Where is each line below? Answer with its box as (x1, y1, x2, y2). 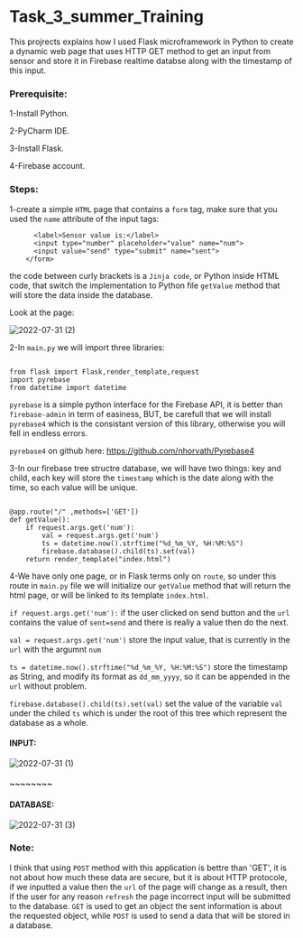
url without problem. (9, 680, 87, 692)
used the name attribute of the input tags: (9, 213, 160, 224)
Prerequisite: (9, 88, 68, 100)
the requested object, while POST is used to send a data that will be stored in (9, 910, 290, 921)
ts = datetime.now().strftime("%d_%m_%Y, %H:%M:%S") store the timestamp (9, 661, 289, 672)
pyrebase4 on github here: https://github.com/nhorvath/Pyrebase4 (9, 445, 255, 456)
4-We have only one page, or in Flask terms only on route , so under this (9, 571, 277, 581)
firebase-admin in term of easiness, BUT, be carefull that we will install (9, 408, 272, 419)
